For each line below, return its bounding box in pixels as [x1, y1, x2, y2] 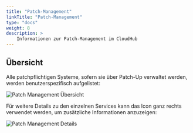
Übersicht [6, 58, 43, 68]
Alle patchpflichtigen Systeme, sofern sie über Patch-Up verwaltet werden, [6, 73, 188, 80]
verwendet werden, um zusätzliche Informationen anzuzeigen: [6, 108, 157, 115]
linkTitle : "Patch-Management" [6, 14, 83, 20]
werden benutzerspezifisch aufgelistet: [6, 79, 101, 87]
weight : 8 [6, 25, 31, 31]
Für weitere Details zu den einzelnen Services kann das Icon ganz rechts [6, 102, 182, 109]
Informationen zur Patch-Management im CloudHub [16, 36, 138, 42]
